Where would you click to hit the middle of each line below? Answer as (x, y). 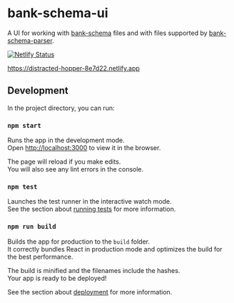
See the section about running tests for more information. (92, 209)
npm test (22, 187)
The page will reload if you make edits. (64, 162)
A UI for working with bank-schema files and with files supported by (108, 33)
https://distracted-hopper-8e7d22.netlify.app (74, 68)
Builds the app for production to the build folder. (79, 242)
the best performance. (40, 257)
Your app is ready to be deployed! (57, 278)
